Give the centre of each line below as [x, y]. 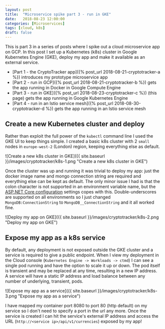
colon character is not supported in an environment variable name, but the [81, 186]
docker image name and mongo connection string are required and [73, 176]
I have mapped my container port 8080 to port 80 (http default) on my [76, 305]
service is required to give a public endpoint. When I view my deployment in [82, 255]
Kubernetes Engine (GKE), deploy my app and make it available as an [75, 57]
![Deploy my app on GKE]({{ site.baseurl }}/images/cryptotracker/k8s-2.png [82, 217]
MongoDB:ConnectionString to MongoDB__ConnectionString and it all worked [80, 202]
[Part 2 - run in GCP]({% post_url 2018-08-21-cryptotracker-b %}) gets [84, 82]
